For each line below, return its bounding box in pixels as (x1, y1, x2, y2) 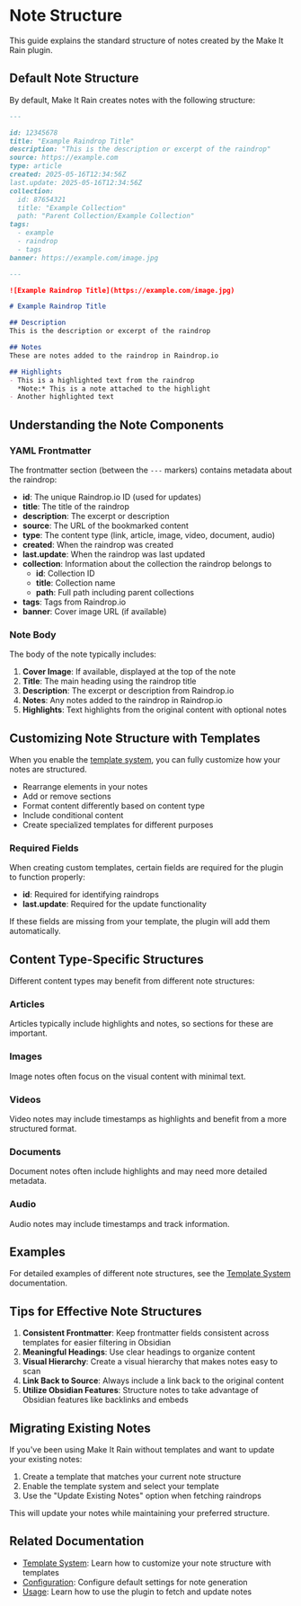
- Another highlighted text (9, 393, 115, 401)
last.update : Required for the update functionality (22, 899, 207, 910)
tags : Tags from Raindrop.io (22, 596, 127, 607)
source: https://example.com (9, 154, 119, 163)
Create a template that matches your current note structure (22, 1471, 242, 1482)
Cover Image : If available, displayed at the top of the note (22, 666, 236, 677)
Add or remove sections (22, 791, 111, 802)
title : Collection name (35, 577, 116, 588)
